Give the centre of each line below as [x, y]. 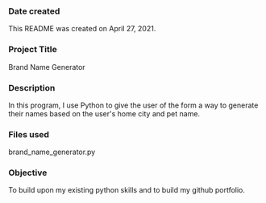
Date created [34, 11]
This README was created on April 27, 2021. [82, 29]
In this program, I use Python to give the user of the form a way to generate [133, 105]
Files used [29, 134]
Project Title [33, 50]
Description [32, 87]
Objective [28, 173]
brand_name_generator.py [52, 152]
